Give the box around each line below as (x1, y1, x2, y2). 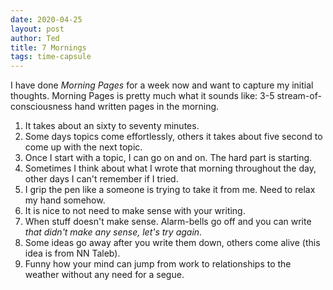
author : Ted (10, 33, 60, 43)
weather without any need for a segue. (24, 269, 185, 281)
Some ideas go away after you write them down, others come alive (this (24, 237, 321, 249)
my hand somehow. (24, 194, 106, 206)
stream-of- (276, 90, 322, 102)
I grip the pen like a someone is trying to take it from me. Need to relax (24, 184, 316, 196)
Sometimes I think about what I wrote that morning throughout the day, (24, 162, 317, 175)
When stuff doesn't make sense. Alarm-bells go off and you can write (24, 216, 312, 228)
